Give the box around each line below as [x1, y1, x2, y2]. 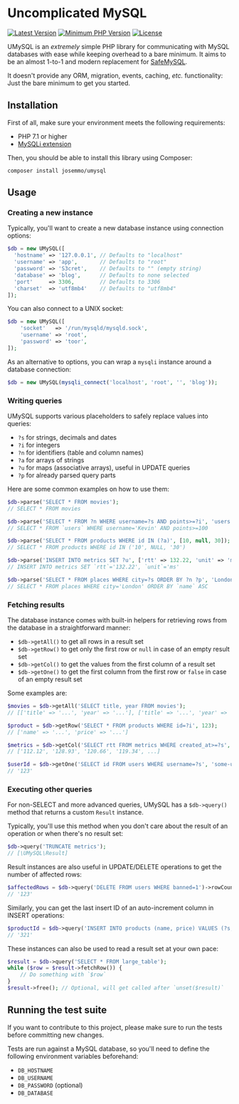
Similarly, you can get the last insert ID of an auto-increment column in [7, 903, 214, 912]
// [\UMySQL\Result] [7, 850, 69, 857]
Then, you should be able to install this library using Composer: [7, 153, 193, 161]
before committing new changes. [7, 1030, 105, 1039]
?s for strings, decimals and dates [17, 432, 117, 442]
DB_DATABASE [17, 1090, 53, 1097]
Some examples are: [7, 689, 68, 698]
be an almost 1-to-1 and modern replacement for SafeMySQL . [7, 57, 188, 65]
